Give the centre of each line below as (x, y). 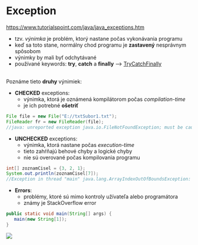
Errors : (23, 191)
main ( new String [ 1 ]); (40, 220)
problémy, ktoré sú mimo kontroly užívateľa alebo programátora (101, 197)
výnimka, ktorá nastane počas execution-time (79, 145)
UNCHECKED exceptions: (46, 138)
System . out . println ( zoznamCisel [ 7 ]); (52, 174)
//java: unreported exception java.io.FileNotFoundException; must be (95, 127)
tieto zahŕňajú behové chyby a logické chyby (78, 151)
